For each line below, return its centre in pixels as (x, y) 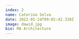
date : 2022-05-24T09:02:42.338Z (39, 19)
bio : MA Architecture (28, 29)
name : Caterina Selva (28, 15)
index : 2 (15, 10)
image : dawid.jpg (24, 24)
